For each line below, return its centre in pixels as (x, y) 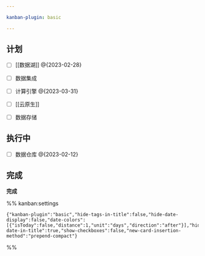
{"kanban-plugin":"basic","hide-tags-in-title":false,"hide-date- (92, 215)
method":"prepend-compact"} (42, 236)
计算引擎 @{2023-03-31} (47, 91)
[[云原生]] (27, 104)
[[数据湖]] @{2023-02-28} (49, 65)
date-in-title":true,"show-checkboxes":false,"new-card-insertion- (94, 231)
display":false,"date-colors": (46, 220)
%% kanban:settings (33, 203)
